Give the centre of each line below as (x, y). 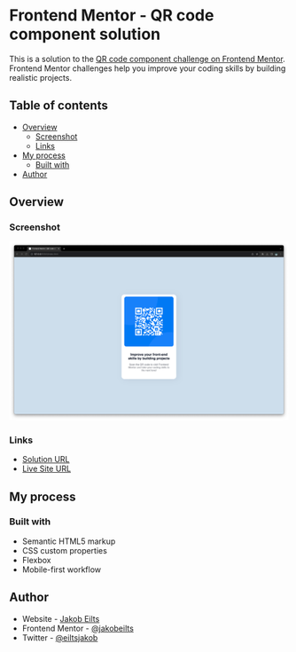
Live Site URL (47, 469)
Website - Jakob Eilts (61, 618)
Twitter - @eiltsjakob (60, 637)
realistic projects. (41, 77)
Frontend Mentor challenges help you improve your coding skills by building (148, 68)
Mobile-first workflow (62, 570)
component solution (85, 34)
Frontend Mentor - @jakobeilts (78, 628)
